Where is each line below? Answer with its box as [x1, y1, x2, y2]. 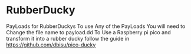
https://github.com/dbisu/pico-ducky [6, 41, 96, 48]
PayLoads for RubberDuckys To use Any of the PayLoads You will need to [6, 23, 186, 30]
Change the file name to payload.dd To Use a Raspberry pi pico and [6, 28, 171, 35]
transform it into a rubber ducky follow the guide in [6, 35, 130, 42]
